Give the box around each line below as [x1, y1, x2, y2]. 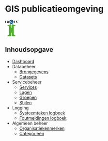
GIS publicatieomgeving [5, 3, 104, 15]
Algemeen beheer [12, 120, 48, 126]
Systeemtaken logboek [19, 110, 65, 116]
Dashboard [12, 58, 35, 64]
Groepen [19, 94, 37, 100]
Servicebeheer [12, 79, 42, 85]
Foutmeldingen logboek [19, 115, 67, 121]
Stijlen [19, 99, 32, 105]
